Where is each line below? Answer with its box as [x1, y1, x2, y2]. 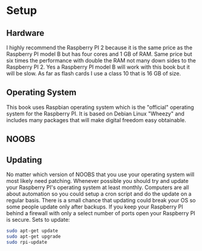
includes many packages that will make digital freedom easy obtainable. [6, 116, 186, 123]
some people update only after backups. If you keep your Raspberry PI [6, 203, 183, 210]
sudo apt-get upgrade [6, 233, 61, 239]
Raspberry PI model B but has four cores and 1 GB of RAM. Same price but [6, 50, 192, 58]
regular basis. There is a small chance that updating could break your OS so [6, 197, 196, 204]
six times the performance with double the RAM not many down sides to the [6, 57, 196, 64]
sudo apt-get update [6, 228, 59, 234]
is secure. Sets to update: [6, 216, 70, 224]
